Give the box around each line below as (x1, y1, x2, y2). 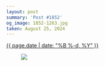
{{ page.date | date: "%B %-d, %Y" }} (6, 42, 99, 49)
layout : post (6, 8, 39, 15)
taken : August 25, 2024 (6, 25, 66, 32)
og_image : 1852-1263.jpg (6, 20, 68, 26)
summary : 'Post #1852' (6, 14, 63, 20)
